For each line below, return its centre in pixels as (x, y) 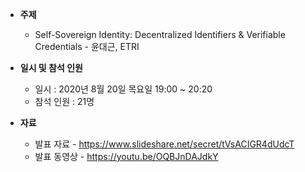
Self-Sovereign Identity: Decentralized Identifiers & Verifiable (160, 34)
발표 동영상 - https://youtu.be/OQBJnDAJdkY (126, 156)
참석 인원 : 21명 (64, 101)
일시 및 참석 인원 (51, 67)
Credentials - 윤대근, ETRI (87, 46)
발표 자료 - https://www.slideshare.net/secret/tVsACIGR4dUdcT (164, 144)
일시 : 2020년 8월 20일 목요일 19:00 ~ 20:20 (123, 89)
